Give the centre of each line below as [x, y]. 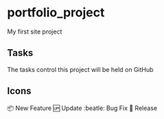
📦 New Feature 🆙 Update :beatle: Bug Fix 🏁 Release [82, 108]
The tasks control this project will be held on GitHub [80, 69]
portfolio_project [56, 13]
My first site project [35, 31]
